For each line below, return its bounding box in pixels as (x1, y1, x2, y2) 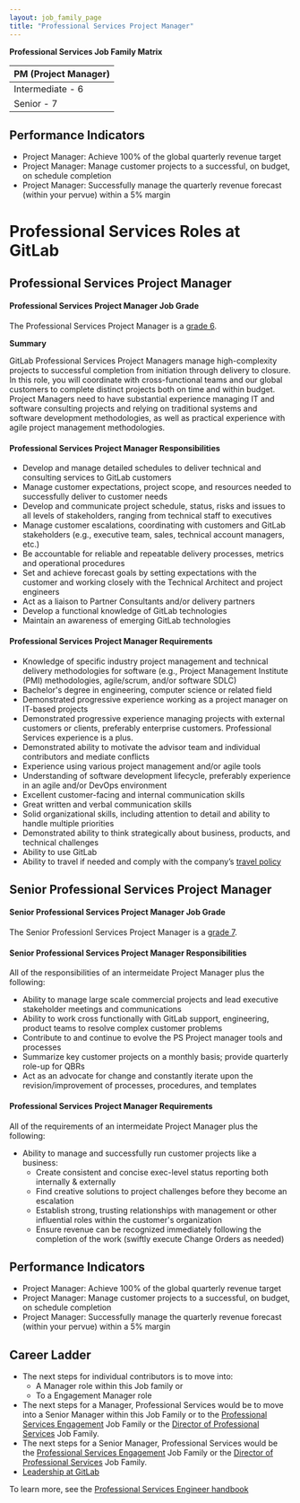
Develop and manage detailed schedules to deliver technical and (21, 463, 261, 474)
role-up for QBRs (21, 1061, 85, 1072)
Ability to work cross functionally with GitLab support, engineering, (21, 1013, 270, 1024)
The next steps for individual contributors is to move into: (21, 1371, 234, 1382)
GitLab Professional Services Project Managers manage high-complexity (9, 355, 278, 366)
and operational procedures (21, 558, 125, 569)
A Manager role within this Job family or (35, 1381, 184, 1392)
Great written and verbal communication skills (21, 799, 193, 809)
